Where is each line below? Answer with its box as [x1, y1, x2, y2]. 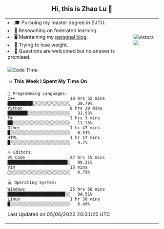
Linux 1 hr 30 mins [7, 196, 100, 202]
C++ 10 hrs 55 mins [7, 95, 105, 101]
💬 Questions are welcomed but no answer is [14, 47, 115, 54]
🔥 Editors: [7, 149, 33, 155]
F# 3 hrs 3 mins [7, 115, 100, 120]
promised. [7, 53, 31, 60]
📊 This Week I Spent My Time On [7, 78, 87, 85]
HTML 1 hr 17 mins [7, 135, 100, 140]
